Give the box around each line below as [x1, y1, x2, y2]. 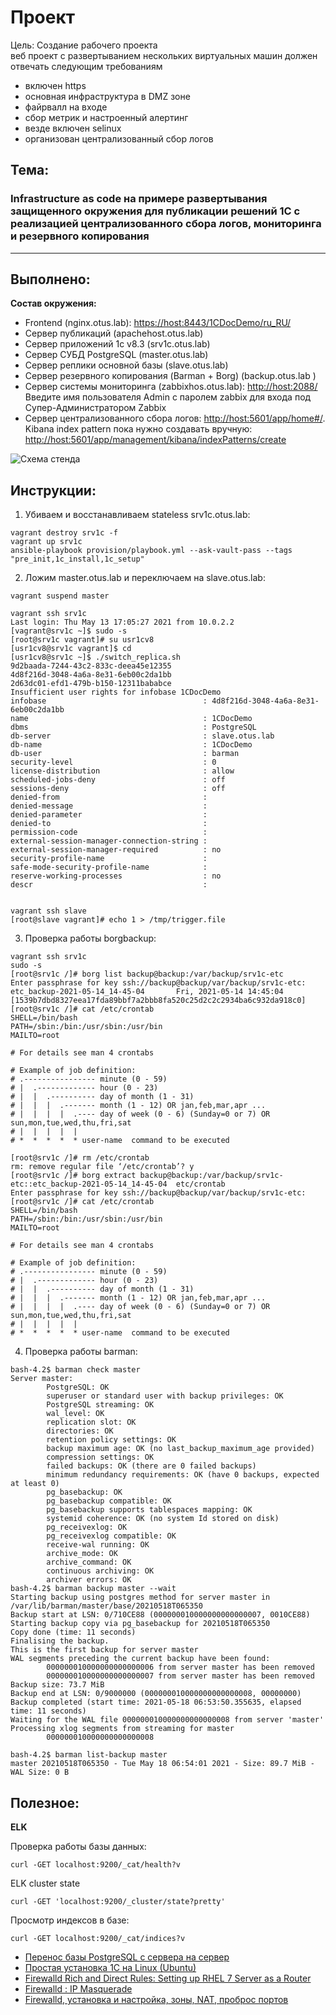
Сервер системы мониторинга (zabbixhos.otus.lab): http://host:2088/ [24, 381, 318, 393]
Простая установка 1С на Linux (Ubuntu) [24, 1962, 197, 1974]
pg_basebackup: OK [46, 1487, 123, 1498]
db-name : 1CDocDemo [10, 740, 253, 750]
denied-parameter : [10, 810, 208, 820]
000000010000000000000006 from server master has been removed [46, 1662, 315, 1673]
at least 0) [10, 1479, 60, 1489]
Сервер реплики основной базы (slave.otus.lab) [24, 359, 229, 371]
